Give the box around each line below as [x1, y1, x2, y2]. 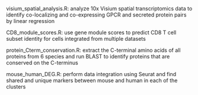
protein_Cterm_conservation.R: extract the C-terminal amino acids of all [6, 47, 181, 54]
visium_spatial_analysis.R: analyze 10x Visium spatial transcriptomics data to [6, 5, 193, 12]
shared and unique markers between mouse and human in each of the [6, 77, 178, 84]
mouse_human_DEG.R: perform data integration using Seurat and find [6, 71, 177, 77]
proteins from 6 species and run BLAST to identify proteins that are [6, 53, 170, 60]
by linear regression [6, 18, 55, 24]
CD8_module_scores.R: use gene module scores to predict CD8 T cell [6, 29, 177, 36]
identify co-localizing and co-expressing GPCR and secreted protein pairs [6, 11, 187, 18]
